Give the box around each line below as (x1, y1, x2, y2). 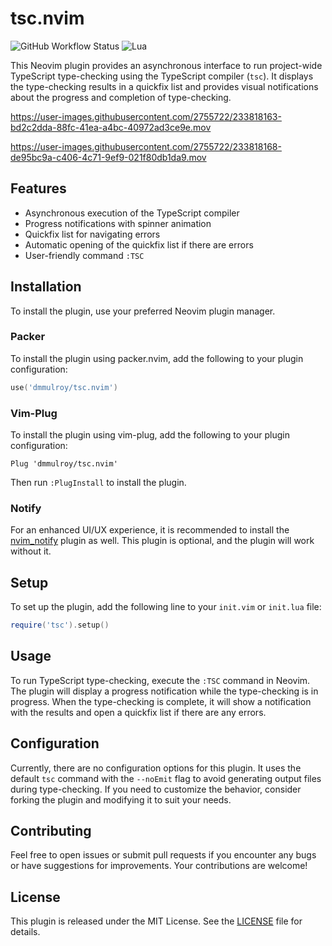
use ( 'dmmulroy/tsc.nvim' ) (10, 382, 118, 392)
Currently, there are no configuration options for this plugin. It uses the (10, 762, 302, 774)
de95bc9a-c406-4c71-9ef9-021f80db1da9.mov (10, 151, 207, 163)
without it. (10, 545, 52, 557)
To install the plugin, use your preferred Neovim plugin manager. (10, 305, 276, 317)
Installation (10, 278, 82, 296)
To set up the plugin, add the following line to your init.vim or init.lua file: (10, 601, 322, 613)
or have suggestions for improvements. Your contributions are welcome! (10, 860, 308, 872)
